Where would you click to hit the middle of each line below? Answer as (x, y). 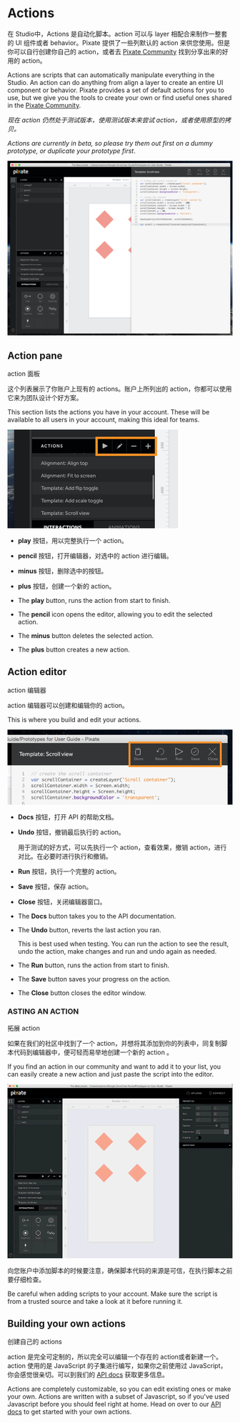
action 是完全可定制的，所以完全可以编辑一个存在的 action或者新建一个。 (115, 1357)
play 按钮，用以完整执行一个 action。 (73, 541)
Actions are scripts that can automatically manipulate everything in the (111, 75)
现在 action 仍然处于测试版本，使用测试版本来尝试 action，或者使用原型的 (116, 120)
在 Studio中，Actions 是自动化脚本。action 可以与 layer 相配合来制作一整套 (117, 34)
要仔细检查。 (26, 1279)
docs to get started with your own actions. (70, 1412)
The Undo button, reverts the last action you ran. (90, 930)
